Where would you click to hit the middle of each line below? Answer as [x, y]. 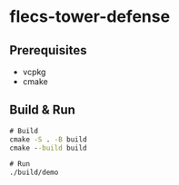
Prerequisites [48, 50]
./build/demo [34, 173]
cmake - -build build [49, 148]
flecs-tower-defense [90, 17]
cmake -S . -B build [49, 139]
